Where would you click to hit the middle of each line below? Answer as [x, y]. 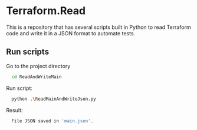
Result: [14, 110]
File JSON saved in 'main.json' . [52, 121]
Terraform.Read [46, 11]
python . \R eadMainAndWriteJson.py [54, 99]
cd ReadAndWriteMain [37, 77]
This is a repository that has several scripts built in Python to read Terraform [98, 27]
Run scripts [27, 52]
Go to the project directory [38, 66]
